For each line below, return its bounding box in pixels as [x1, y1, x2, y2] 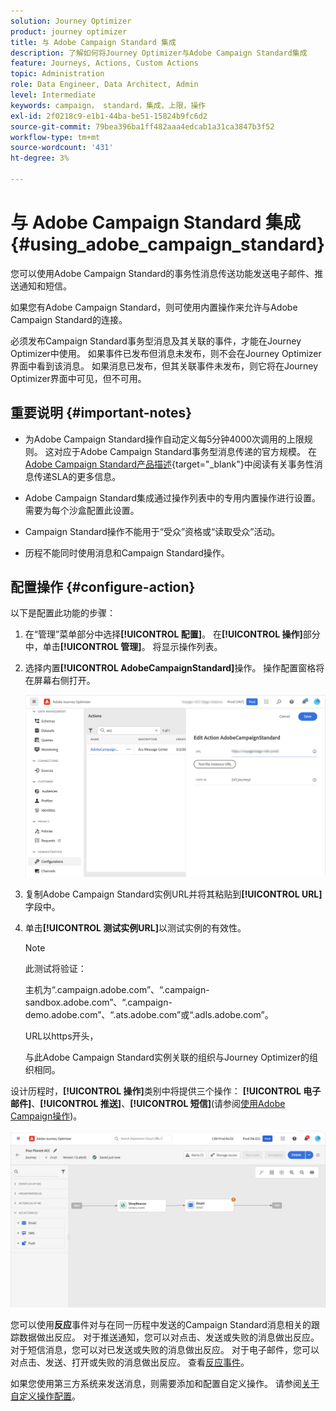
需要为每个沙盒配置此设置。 [24, 504, 140, 516]
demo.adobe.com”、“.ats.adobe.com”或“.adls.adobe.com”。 [24, 1008, 274, 1020]
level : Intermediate [10, 90, 97, 100]
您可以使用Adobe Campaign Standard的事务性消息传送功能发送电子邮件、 [10, 267, 315, 279]
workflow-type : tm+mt [10, 132, 101, 142]
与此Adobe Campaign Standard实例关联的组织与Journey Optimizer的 [24, 1051, 310, 1063]
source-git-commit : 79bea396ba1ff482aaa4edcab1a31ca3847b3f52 [10, 121, 275, 132]
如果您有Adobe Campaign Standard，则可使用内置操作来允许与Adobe [10, 301, 298, 313]
